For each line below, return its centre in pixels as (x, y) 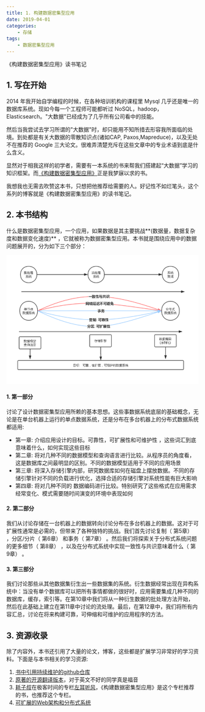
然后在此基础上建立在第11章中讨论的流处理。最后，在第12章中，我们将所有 (99, 607)
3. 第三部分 (20, 569)
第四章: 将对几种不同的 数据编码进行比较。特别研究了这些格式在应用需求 (106, 486)
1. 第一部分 (20, 397)
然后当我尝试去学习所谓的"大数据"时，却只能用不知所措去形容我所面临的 (97, 129)
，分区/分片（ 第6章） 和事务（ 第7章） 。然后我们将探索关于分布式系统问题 (102, 539)
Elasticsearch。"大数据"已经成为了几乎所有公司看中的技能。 (82, 116)
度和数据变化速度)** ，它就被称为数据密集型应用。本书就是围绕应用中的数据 (102, 238)
